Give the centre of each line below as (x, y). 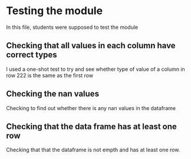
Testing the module (55, 11)
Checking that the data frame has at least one (91, 126)
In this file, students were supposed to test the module (72, 27)
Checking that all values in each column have (91, 46)
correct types (32, 55)
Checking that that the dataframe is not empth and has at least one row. (93, 150)
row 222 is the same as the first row (50, 75)
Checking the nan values (52, 94)
